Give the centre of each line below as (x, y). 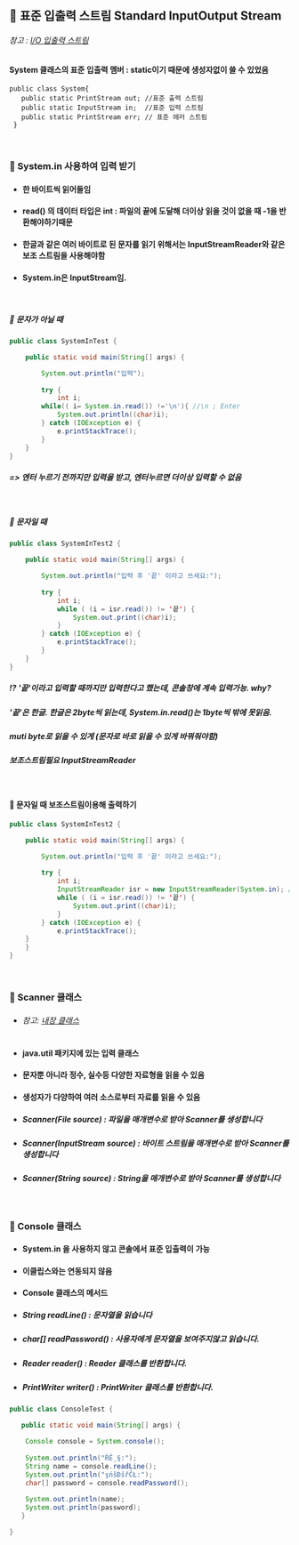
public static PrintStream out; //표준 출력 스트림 (112, 99)
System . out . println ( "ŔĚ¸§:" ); (81, 1458)
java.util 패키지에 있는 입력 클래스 (81, 1053)
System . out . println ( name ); (75, 1500)
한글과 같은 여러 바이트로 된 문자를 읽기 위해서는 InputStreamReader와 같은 (154, 244)
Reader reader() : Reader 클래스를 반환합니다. (105, 1363)
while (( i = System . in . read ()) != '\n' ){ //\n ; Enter (141, 406)
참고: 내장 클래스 (51, 1020)
